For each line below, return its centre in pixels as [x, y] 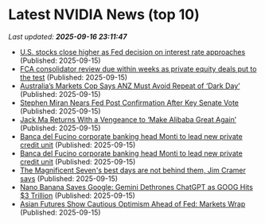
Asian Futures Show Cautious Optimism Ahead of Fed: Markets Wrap [132, 203]
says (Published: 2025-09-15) [68, 178]
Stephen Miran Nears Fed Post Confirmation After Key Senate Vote [129, 102]
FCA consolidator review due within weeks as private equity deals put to [138, 68]
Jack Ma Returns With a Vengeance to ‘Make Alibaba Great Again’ [128, 119]
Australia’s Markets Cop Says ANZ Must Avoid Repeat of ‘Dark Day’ [130, 86]
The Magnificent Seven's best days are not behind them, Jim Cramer [133, 170]
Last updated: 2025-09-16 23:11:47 [68, 37]
